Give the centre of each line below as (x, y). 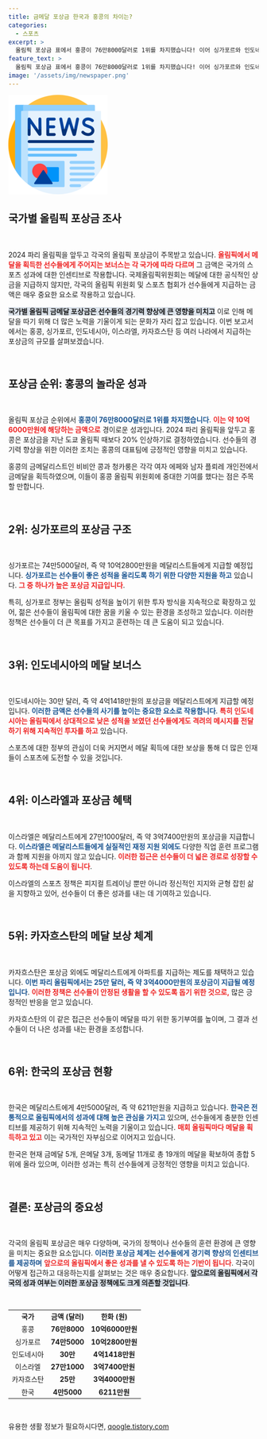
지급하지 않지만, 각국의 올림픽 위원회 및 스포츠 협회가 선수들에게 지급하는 (135, 284)
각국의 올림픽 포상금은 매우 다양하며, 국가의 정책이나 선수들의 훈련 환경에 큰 (125, 1243)
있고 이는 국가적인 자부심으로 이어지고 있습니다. (103, 1138)
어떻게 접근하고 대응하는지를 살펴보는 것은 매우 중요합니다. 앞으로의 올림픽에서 (129, 1273)
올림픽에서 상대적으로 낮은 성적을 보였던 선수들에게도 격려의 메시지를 (134, 721)
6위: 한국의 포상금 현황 (60, 1072)
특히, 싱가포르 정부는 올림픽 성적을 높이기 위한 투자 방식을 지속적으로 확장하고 (128, 602)
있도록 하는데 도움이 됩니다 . (50, 866)
